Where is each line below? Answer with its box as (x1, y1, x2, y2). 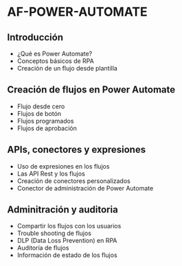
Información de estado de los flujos (16, 251, 118, 259)
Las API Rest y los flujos (16, 169, 86, 178)
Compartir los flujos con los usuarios (16, 222, 122, 230)
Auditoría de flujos (16, 244, 69, 252)
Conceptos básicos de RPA (16, 57, 94, 65)
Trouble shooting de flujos (16, 229, 91, 237)
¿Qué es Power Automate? (16, 49, 93, 58)
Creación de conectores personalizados (16, 176, 130, 185)
